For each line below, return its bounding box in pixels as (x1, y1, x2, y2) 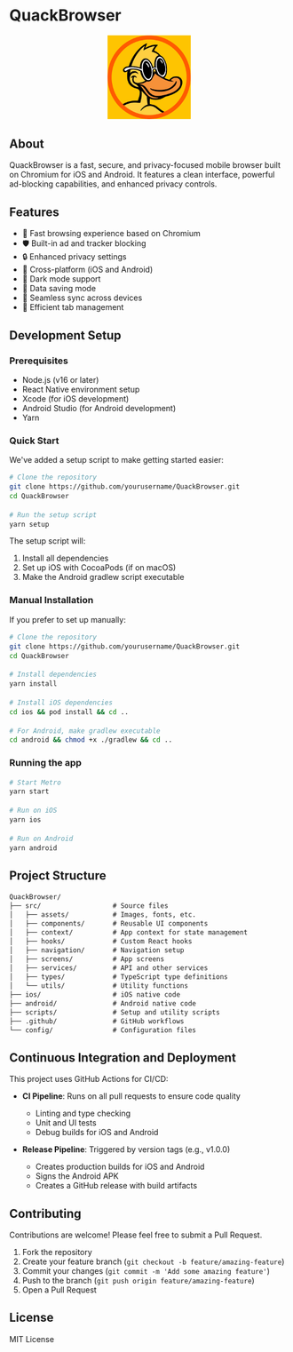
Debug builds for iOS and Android (35, 1127, 159, 1138)
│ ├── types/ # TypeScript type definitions (9, 973, 228, 982)
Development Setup (9, 328, 122, 343)
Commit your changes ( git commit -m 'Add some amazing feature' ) (21, 1265, 271, 1276)
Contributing (9, 1205, 82, 1221)
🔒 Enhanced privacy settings (21, 251, 127, 262)
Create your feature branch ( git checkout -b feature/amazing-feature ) (21, 1256, 285, 1267)
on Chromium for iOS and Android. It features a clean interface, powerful (9, 170, 275, 180)
